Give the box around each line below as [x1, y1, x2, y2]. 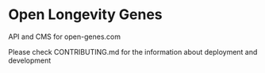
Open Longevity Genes [8, 6, 163, 24]
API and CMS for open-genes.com [8, 32, 121, 41]
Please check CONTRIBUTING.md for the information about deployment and [8, 47, 258, 56]
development [8, 56, 52, 65]
